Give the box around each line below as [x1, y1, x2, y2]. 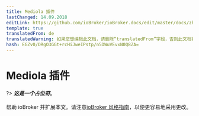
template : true [6, 25, 44, 31]
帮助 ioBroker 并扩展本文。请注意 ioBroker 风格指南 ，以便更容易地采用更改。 [6, 103, 192, 110]
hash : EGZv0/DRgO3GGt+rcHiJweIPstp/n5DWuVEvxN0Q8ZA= [6, 42, 139, 48]
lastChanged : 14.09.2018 [6, 14, 68, 20]
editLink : [6, 20, 31, 25]
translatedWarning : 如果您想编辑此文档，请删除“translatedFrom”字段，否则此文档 [6, 36, 192, 42]
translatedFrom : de [6, 31, 54, 37]
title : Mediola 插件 [6, 8, 55, 15]
